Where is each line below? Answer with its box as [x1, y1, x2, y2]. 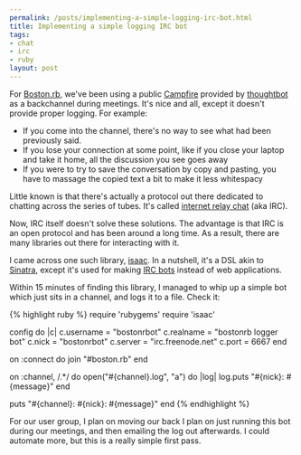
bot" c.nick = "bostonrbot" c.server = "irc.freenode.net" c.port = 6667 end [9, 336, 287, 346]
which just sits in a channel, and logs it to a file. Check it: [9, 291, 221, 302]
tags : [9, 30, 30, 39]
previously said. [22, 135, 82, 146]
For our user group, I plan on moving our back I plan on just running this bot [9, 415, 291, 426]
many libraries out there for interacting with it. [9, 237, 180, 248]
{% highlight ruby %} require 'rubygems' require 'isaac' [9, 308, 215, 319]
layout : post [9, 64, 59, 73]
